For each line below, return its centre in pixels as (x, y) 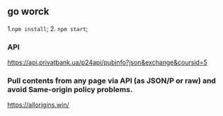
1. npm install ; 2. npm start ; (48, 28)
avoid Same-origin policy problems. (70, 90)
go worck (28, 12)
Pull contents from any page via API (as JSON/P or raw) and (111, 81)
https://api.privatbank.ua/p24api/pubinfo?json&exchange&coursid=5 (107, 62)
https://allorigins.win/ (38, 105)
